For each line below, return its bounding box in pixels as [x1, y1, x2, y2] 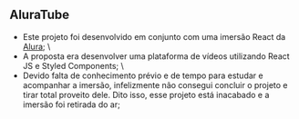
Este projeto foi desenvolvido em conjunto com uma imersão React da [22, 31, 286, 42]
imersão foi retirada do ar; [22, 99, 120, 110]
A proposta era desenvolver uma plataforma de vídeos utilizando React [22, 50, 290, 62]
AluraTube [9, 7, 70, 23]
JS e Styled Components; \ [22, 60, 125, 71]
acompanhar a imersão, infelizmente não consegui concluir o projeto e [22, 79, 288, 90]
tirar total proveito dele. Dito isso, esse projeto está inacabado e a [22, 89, 270, 100]
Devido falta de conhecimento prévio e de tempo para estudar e [22, 70, 263, 81]
